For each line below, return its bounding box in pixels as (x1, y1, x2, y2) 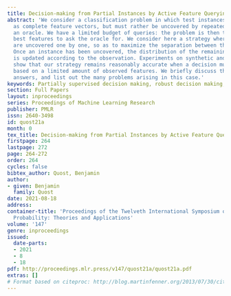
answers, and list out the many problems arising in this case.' (13, 73, 205, 81)
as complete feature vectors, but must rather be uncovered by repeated (13, 23, 226, 30)
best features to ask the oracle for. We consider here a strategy (13, 36, 211, 43)
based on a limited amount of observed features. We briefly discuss (13, 67, 217, 74)
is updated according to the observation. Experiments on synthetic (13, 55, 214, 62)
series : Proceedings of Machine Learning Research (7, 100, 155, 106)
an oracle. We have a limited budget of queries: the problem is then (13, 29, 220, 36)
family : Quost (13, 189, 54, 196)
